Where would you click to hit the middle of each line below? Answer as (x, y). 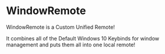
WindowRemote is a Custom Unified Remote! (60, 27)
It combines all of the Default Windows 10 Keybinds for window (83, 38)
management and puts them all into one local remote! (71, 45)
